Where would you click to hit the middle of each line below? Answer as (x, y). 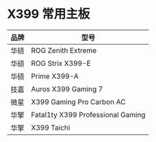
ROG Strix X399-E (61, 63)
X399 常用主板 (49, 14)
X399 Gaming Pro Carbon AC (78, 102)
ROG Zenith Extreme (64, 50)
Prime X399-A (55, 76)
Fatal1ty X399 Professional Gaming (88, 115)
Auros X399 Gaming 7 (67, 88)
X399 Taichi (51, 128)
